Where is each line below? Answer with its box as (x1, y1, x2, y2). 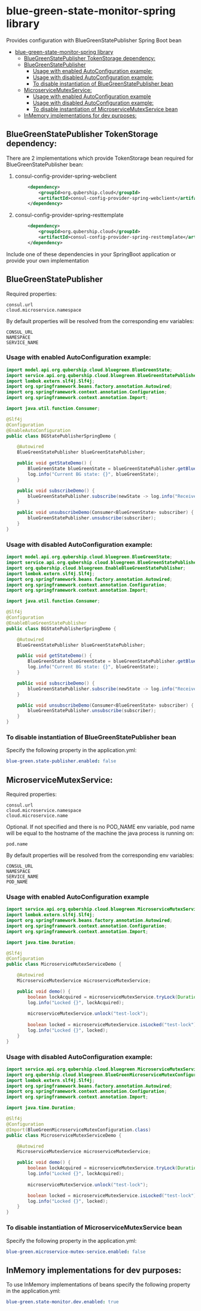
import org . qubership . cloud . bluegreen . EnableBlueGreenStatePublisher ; (6, 565, 186, 571)
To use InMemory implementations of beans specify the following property (6, 1281, 190, 1288)
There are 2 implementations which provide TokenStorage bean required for (6, 154, 194, 162)
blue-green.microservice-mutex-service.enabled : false (6, 1249, 146, 1255)
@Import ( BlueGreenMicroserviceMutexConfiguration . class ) (6, 1127, 151, 1133)
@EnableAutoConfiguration (6, 427, 71, 433)
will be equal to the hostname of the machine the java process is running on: (6, 830, 194, 837)
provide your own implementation (6, 257, 89, 264)
